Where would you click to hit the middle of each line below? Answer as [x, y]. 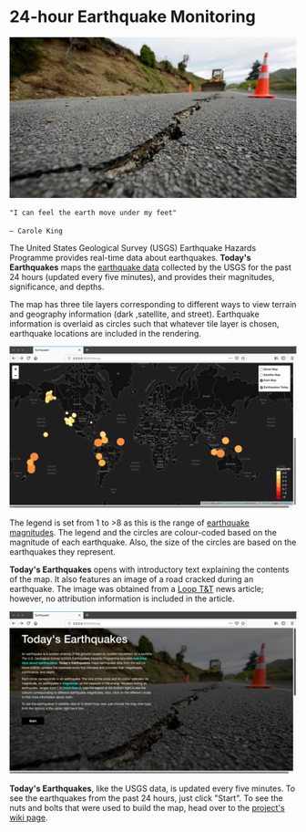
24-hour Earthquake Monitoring [133, 17]
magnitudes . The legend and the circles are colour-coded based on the [143, 533]
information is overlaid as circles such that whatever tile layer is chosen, [144, 323]
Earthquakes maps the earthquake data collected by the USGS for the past [150, 267]
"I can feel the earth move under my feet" [93, 213]
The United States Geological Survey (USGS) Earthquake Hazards [133, 247]
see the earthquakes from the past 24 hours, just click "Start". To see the [147, 798]
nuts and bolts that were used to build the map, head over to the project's [147, 807]
